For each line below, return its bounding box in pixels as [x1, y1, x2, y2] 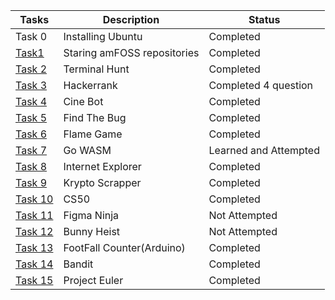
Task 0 [15, 30, 48, 43]
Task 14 [15, 257, 54, 271]
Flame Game [63, 127, 123, 141]
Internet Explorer [63, 160, 142, 173]
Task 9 [15, 176, 48, 189]
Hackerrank [63, 79, 118, 92]
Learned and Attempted [208, 144, 320, 157]
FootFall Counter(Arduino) [63, 241, 186, 254]
